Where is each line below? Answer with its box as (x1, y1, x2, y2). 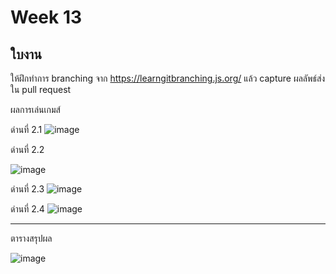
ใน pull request (10, 84, 72, 95)
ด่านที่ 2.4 (10, 203, 45, 215)
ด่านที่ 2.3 (10, 183, 45, 195)
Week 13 (10, 6, 83, 29)
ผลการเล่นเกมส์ (10, 104, 61, 115)
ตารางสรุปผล (10, 232, 53, 244)
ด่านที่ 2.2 (10, 144, 45, 155)
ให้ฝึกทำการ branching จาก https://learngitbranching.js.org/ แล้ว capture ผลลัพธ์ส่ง (10, 72, 326, 84)
